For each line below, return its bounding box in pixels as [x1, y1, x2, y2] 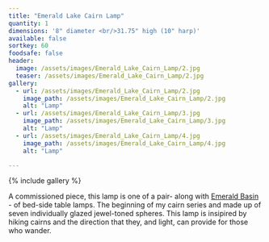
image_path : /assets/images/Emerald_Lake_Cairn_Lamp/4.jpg [23, 139, 226, 148]
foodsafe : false [8, 49, 63, 57]
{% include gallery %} [8, 176, 82, 186]
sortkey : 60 [8, 42, 48, 50]
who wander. [8, 226, 52, 236]
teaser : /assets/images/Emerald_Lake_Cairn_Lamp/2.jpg [15, 72, 204, 80]
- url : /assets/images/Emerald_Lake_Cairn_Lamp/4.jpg [15, 131, 200, 140]
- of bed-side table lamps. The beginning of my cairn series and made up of [8, 200, 262, 210]
